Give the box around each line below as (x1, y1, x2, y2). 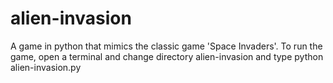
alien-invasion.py (10, 61, 82, 73)
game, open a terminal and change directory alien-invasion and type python (10, 50, 324, 62)
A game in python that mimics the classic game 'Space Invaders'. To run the (10, 40, 323, 52)
